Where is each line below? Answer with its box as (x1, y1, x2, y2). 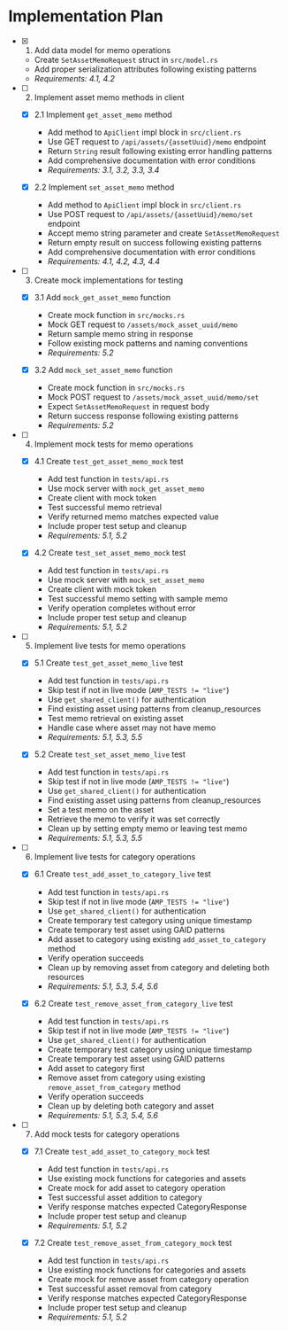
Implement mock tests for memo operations (34, 439, 193, 449)
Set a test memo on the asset (47, 805, 155, 815)
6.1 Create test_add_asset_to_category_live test (34, 868, 211, 879)
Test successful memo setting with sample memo (47, 594, 229, 604)
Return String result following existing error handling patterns (47, 146, 273, 156)
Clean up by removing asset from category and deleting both (47, 961, 270, 972)
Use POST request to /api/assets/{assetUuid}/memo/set (47, 209, 254, 220)
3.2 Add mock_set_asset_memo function (34, 365, 173, 376)
